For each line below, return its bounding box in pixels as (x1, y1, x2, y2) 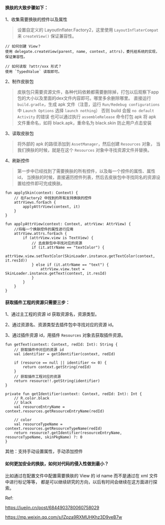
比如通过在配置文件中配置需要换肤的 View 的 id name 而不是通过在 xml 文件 (5, 473, 158, 479)
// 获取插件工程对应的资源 (14, 374, 61, 379)
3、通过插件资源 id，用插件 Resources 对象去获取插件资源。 (5, 332, 126, 338)
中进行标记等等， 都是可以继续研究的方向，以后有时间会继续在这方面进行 (5, 479, 153, 484)
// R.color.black (14, 396, 50, 401)
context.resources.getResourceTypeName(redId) (5, 426, 102, 431)
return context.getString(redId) (23, 365, 92, 370)
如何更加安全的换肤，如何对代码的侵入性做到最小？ (5, 461, 109, 467)
